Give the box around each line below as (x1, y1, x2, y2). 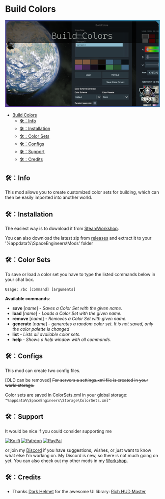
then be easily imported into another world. (5, 194, 92, 200)
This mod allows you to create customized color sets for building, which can (5, 189, 159, 195)
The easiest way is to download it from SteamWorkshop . (5, 225, 119, 232)
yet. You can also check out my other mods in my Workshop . (5, 458, 128, 464)
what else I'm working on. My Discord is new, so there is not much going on (5, 452, 158, 458)
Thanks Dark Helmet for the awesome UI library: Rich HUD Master (12, 489, 146, 495)
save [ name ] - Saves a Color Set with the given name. (12, 305, 123, 311)
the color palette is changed (12, 326, 70, 332)
